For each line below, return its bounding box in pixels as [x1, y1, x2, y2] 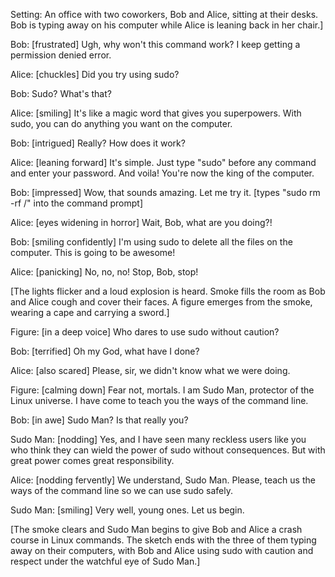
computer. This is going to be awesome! [10, 247, 176, 258]
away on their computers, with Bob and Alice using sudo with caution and [10, 545, 314, 556]
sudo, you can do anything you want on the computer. [10, 118, 233, 129]
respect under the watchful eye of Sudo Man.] [10, 555, 201, 567]
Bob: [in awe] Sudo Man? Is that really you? [10, 414, 189, 426]
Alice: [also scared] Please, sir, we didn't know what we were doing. [10, 365, 291, 376]
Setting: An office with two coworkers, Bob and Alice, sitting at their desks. [10, 9, 319, 20]
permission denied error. [10, 49, 112, 61]
